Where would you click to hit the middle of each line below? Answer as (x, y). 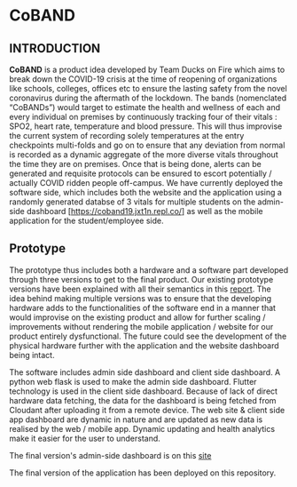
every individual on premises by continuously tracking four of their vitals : (143, 117)
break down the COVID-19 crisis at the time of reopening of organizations (143, 79)
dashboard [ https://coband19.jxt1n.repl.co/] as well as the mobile (145, 211)
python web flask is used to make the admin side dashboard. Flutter (133, 381)
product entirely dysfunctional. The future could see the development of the (148, 336)
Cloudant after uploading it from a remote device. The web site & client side (147, 410)
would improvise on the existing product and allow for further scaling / (137, 317)
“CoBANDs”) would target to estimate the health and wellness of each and (145, 107)
